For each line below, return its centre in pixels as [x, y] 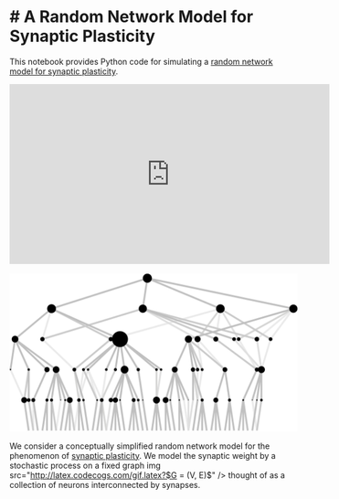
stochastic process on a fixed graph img [85, 465]
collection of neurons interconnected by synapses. [105, 484]
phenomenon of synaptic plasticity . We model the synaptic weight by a [143, 455]
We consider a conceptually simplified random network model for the [140, 446]
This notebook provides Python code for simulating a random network [141, 61]
